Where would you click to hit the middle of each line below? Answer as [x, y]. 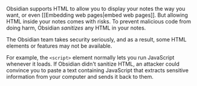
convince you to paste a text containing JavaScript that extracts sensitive [98, 70]
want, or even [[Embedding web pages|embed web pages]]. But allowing [97, 15]
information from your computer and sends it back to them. [80, 77]
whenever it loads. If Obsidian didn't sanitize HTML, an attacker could [93, 64]
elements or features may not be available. [59, 46]
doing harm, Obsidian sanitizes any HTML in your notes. [76, 28]
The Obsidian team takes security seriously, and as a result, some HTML [96, 39]
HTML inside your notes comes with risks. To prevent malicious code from [99, 21]
